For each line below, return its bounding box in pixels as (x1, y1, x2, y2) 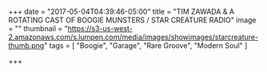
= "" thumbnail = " (8, 24, 68, 33)
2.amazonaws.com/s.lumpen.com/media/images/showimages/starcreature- (8, 32, 258, 42)
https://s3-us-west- (67, 24, 133, 33)
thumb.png (8, 41, 45, 50)
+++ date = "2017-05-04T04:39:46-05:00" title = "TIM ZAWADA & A (8, 7, 234, 16)
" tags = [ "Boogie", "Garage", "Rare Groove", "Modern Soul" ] (43, 41, 248, 50)
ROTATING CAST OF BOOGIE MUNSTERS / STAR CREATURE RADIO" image (8, 15, 257, 25)
